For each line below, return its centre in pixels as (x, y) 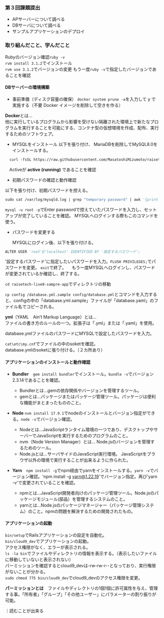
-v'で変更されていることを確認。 (45, 482)
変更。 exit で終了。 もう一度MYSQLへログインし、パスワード (91, 268)
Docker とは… (19, 115)
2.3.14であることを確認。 (37, 380)
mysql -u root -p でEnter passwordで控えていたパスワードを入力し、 (74, 209)
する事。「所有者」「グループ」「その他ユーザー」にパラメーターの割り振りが (81, 594)
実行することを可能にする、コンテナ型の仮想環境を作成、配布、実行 (90, 127)
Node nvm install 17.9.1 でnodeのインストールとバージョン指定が (79, 413)
